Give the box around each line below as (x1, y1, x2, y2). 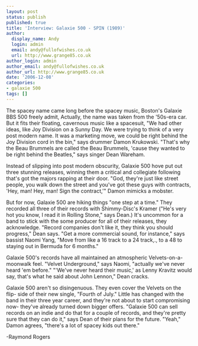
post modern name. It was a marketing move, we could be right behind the (6, 132, 188, 139)
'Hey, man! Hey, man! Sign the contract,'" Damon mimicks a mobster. (6, 187, 174, 195)
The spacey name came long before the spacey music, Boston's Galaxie (6, 107, 182, 114)
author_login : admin (6, 58, 57, 64)
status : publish (6, 14, 46, 20)
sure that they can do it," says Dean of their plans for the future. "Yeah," (6, 315, 181, 322)
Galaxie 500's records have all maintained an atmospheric (6, 254, 148, 261)
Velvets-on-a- (148, 254, 183, 261)
